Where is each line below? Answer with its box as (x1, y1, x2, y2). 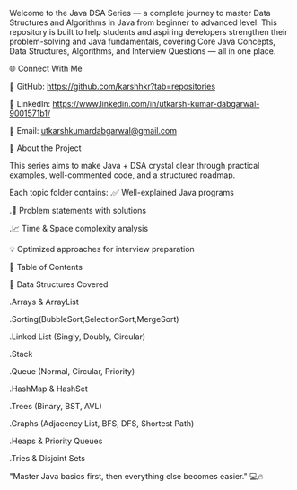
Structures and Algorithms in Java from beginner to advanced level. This (9, 17, 278, 28)
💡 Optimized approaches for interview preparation (9, 244, 195, 254)
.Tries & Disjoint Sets (9, 453, 85, 463)
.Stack (9, 349, 33, 359)
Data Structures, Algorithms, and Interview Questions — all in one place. (9, 46, 276, 57)
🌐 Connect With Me (9, 63, 83, 74)
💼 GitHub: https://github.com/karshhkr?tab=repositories (9, 81, 216, 92)
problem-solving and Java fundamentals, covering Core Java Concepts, (9, 36, 276, 47)
